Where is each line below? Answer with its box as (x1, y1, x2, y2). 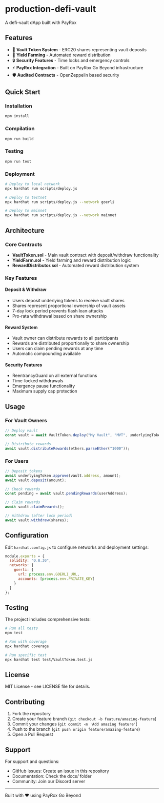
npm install (5, 114, 29, 119)
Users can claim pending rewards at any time (12, 346, 103, 351)
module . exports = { (5, 554, 45, 558)
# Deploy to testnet (5, 195, 47, 200)
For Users (5, 457, 29, 464)
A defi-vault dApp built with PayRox (5, 20, 77, 25)
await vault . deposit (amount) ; (5, 477, 67, 483)
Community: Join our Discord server (12, 778, 85, 784)
